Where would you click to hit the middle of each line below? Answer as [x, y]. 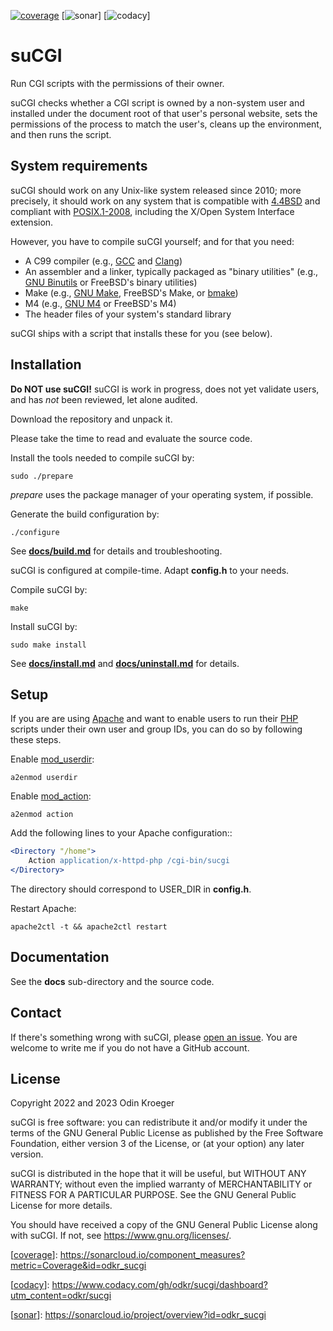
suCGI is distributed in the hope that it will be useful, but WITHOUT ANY [158, 1174]
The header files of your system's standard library [128, 314]
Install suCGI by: [44, 626]
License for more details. [61, 1206]
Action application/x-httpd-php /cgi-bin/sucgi [129, 861]
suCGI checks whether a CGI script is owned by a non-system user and [157, 102]
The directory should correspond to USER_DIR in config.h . [131, 889]
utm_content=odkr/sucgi [61, 1296]
